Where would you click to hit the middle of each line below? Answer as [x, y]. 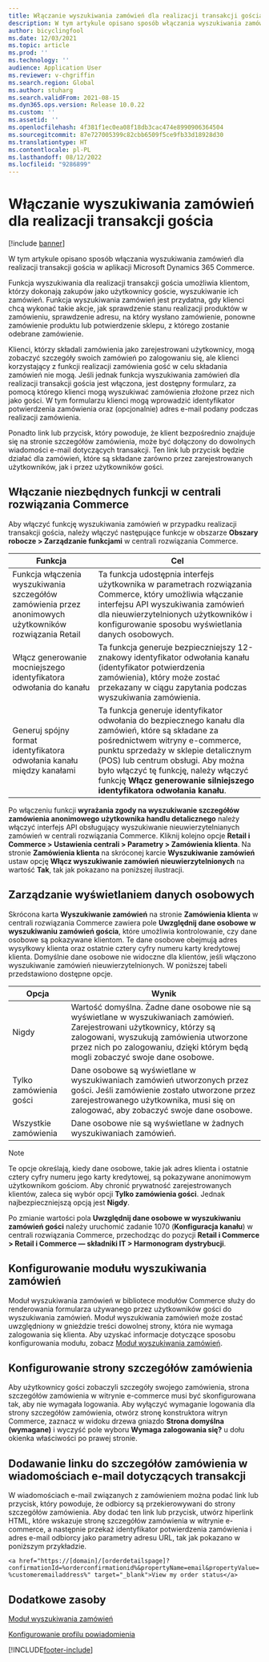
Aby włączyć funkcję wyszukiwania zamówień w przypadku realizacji [123, 524]
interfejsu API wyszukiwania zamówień [171, 604]
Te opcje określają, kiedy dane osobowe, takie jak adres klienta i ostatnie [128, 1168]
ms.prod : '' [28, 53]
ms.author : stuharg [41, 90]
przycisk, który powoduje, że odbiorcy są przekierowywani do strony [122, 1504]
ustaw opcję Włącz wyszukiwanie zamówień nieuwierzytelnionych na [127, 861]
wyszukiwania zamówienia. [149, 697]
